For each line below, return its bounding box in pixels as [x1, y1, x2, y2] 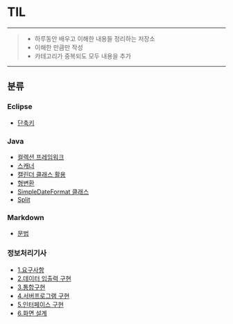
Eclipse [7, 102, 33, 112]
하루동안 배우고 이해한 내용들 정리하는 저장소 [34, 34, 155, 42]
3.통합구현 [17, 282, 46, 291]
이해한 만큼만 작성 [34, 43, 83, 51]
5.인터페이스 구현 [17, 300, 64, 309]
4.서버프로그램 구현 [17, 291, 70, 300]
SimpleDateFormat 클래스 [17, 187, 89, 196]
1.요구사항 [17, 265, 45, 274]
